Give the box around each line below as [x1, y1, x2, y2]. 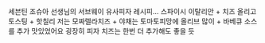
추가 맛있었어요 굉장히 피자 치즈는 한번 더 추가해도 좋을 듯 [16, 27, 195, 35]
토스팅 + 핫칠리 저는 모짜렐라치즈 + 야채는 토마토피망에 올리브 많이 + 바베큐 [8, 16, 243, 26]
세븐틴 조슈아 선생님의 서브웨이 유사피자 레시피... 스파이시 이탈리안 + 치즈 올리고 [8, 7, 257, 16]
